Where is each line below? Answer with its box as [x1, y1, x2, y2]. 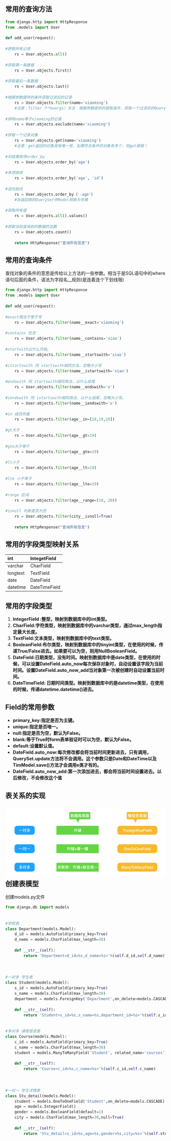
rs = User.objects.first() [14, 68, 72, 73]
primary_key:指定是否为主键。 [12, 717, 77, 724]
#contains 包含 [5, 331, 36, 336]
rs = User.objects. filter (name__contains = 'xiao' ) [14, 336, 122, 341]
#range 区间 [5, 492, 29, 497]
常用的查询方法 [5, 5, 52, 14]
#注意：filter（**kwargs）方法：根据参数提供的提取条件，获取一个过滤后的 [14, 105, 155, 111]
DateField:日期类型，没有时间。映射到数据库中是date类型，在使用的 [12, 655, 156, 661]
